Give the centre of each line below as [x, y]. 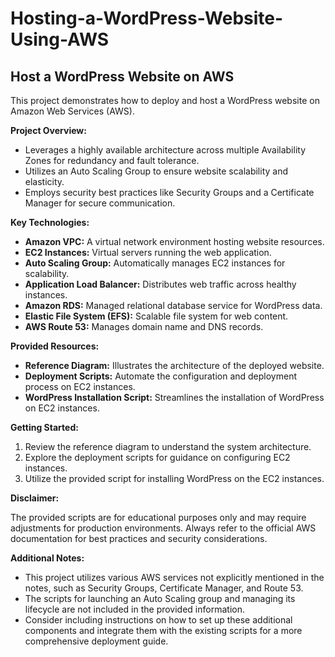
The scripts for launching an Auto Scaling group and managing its [160, 598]
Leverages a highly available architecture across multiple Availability [165, 150]
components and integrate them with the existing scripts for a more [163, 630]
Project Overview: [48, 130]
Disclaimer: [35, 498]
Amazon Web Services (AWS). [72, 111]
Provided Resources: [55, 346]
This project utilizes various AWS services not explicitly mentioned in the [174, 577]
